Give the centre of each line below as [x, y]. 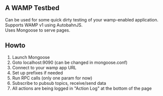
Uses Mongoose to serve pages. [38, 30]
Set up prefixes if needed [37, 73]
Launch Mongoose [31, 57]
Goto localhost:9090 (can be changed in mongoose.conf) [70, 62]
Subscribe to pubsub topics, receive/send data [59, 83]
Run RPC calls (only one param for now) [52, 78]
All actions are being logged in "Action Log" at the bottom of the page [82, 88]
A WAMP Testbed [32, 8]
